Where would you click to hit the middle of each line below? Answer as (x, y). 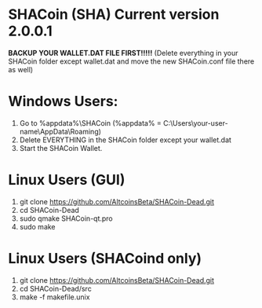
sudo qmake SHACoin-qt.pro (66, 218)
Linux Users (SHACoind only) (105, 258)
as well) (21, 69)
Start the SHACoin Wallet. (61, 148)
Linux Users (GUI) (67, 180)
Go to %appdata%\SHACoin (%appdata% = (91, 123)
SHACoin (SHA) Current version (114, 15)
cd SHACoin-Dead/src (55, 288)
